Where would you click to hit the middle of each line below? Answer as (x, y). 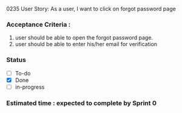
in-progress (30, 87)
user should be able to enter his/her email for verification (86, 44)
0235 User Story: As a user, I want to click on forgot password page (91, 9)
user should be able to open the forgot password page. (84, 38)
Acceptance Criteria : (39, 24)
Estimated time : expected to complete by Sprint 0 (81, 103)
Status (16, 60)
